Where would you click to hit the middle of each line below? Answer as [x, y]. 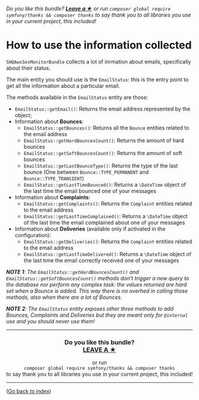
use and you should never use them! [51, 321]
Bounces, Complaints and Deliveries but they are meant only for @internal [97, 315]
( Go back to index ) [29, 391]
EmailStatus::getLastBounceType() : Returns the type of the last [101, 165]
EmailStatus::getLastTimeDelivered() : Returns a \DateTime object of [107, 254]
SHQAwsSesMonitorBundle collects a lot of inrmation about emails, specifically [99, 61]
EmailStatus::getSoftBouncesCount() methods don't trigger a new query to [98, 278]
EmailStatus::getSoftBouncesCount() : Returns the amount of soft [103, 153]
